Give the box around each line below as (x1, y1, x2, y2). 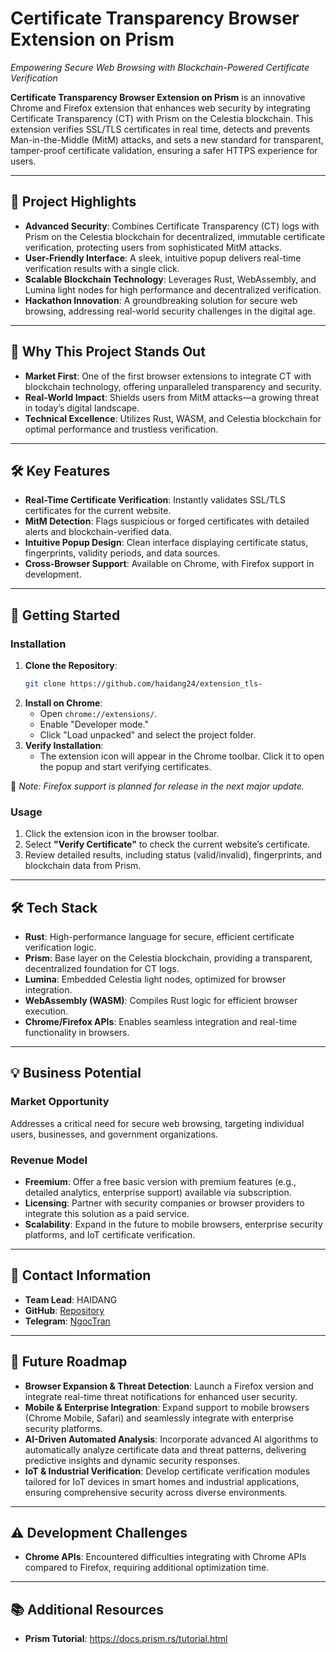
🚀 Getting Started (10, 607, 121, 624)
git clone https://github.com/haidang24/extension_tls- (24, 679, 263, 689)
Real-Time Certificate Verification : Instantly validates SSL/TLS (24, 494, 286, 506)
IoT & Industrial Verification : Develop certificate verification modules (24, 1465, 311, 1477)
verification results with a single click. (24, 262, 180, 274)
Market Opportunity (10, 1095, 110, 1109)
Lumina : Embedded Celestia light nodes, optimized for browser (24, 973, 287, 986)
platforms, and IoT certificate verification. (24, 1229, 196, 1241)
